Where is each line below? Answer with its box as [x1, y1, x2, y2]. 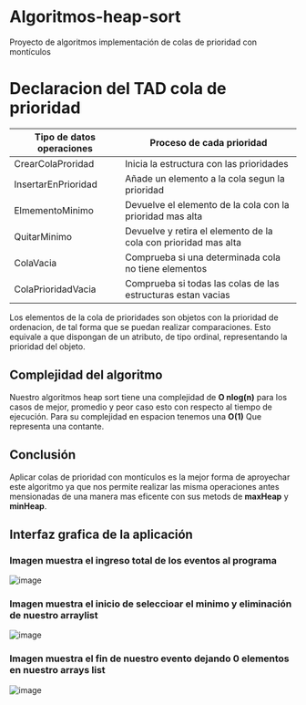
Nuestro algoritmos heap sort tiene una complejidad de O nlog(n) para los [9, 391, 288, 402]
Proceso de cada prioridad [149, 136, 268, 149]
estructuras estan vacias [125, 288, 230, 301]
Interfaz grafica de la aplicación [9, 526, 193, 542]
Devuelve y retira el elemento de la [125, 224, 273, 237]
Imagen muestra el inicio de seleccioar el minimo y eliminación [9, 597, 292, 610]
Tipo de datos [35, 130, 97, 143]
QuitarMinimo [14, 230, 73, 243]
